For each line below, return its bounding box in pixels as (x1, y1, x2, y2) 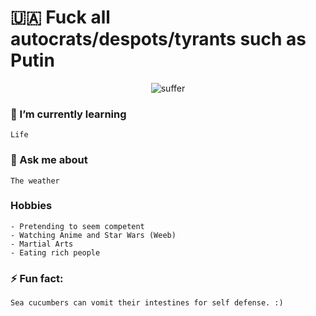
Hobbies (10, 199, 53, 213)
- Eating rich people (10, 247, 101, 258)
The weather (10, 176, 60, 186)
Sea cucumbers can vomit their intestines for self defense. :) (10, 298, 284, 308)
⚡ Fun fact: (10, 271, 64, 285)
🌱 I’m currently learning (10, 107, 127, 121)
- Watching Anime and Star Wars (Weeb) (10, 230, 177, 240)
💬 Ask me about (10, 153, 88, 167)
